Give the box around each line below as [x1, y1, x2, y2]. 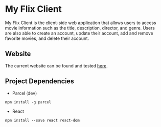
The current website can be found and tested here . [5, 63, 108, 68]
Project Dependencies [5, 77, 74, 86]
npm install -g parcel [5, 99, 51, 104]
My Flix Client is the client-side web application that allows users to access [5, 20, 157, 26]
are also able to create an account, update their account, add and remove [5, 30, 153, 36]
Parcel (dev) [12, 90, 37, 96]
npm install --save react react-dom [5, 118, 80, 123]
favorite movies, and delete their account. [5, 35, 89, 41]
